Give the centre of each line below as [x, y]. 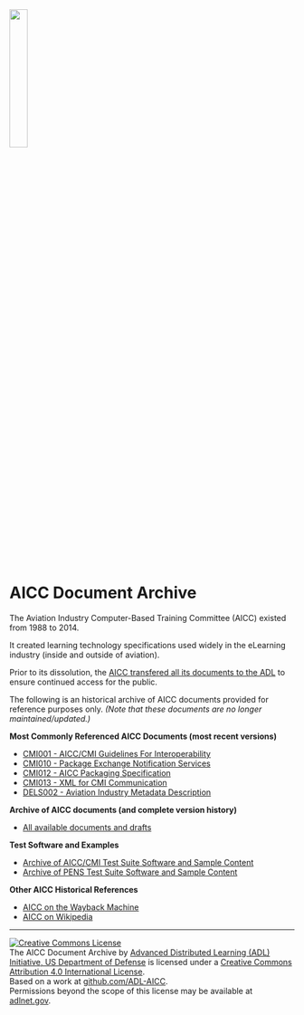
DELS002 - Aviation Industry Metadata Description [117, 792]
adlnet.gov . [30, 1001]
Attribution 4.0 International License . [77, 972]
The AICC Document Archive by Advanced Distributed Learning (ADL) [140, 952]
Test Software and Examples [64, 845]
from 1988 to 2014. [44, 627]
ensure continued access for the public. [84, 682]
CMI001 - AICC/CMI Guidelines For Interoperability [116, 753]
